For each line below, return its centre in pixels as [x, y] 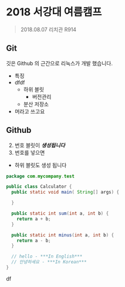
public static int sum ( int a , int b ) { [60, 213]
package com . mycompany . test [40, 176]
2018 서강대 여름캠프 [54, 12]
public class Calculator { [39, 187]
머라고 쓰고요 [30, 111]
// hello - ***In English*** [47, 256]
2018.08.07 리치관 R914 [48, 29]
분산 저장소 [36, 104]
